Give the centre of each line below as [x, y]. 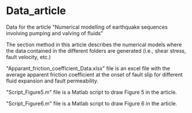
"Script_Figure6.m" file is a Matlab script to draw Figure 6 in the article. [92, 103]
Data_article [36, 11]
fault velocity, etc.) [28, 57]
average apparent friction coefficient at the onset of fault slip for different [95, 74]
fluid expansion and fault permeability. [52, 81]
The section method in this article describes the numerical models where [94, 44]
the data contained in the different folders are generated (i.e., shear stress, [96, 50]
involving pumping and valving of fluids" [55, 33]
